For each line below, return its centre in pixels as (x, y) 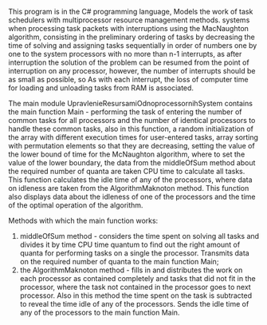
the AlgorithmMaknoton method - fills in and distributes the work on (131, 270)
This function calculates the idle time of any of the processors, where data (130, 180)
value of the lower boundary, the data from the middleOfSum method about (132, 162)
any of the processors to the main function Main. (100, 312)
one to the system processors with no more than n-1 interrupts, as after (125, 54)
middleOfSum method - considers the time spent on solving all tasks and (139, 236)
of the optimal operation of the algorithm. (76, 205)
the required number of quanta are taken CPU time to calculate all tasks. (127, 171)
